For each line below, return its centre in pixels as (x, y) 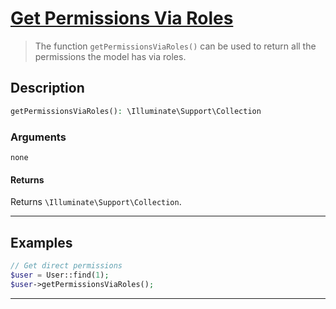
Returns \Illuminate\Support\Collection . (96, 202)
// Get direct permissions (66, 265)
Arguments (38, 137)
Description (47, 88)
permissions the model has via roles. (110, 56)
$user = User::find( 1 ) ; (60, 275)
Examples (41, 242)
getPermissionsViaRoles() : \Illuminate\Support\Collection (136, 111)
